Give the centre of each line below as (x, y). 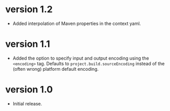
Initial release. (27, 103)
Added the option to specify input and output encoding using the (81, 58)
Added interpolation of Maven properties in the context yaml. (77, 23)
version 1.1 (28, 44)
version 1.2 (29, 9)
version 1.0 (29, 90)
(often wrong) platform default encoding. (55, 69)
